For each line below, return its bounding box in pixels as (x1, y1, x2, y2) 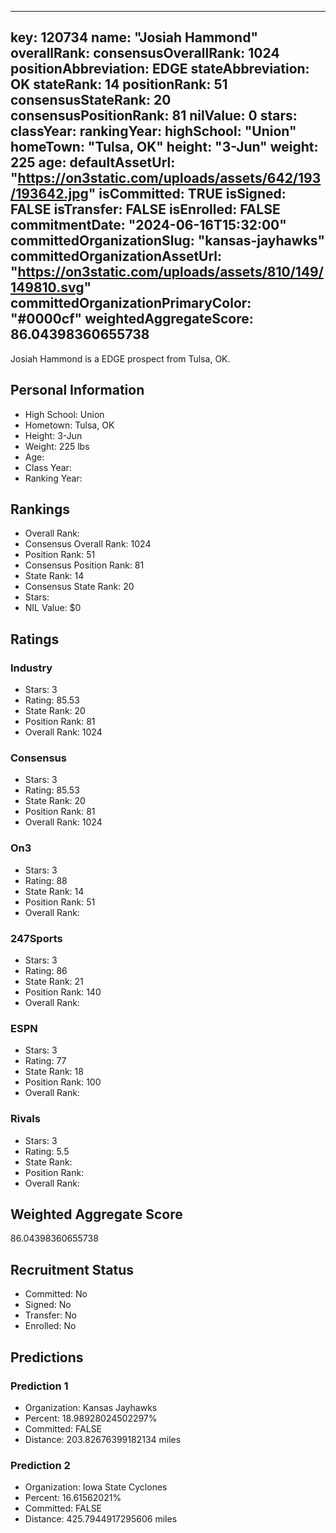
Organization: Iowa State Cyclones (24, 1481, 168, 1493)
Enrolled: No (24, 1320, 77, 1332)
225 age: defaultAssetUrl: (10, 154, 176, 171)
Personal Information (10, 382, 145, 399)
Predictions (10, 1349, 84, 1366)
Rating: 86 (24, 965, 68, 977)
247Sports (10, 931, 63, 945)
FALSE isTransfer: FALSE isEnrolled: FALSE (10, 201, 281, 218)
